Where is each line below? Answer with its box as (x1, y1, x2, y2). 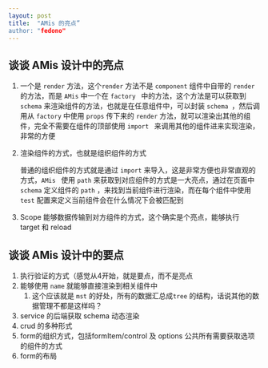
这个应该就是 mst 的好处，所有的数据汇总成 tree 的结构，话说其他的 (31, 291, 253, 301)
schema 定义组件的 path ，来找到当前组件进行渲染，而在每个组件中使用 (19, 185, 252, 195)
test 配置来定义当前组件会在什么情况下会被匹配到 (19, 196, 184, 205)
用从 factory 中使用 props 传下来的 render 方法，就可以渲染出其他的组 (19, 111, 251, 121)
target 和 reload (19, 222, 72, 233)
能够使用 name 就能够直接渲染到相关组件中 (19, 281, 158, 290)
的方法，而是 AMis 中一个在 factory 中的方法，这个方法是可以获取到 (19, 91, 246, 101)
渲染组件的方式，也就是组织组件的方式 (19, 148, 146, 158)
